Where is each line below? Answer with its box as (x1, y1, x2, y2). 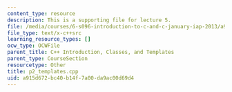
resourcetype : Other (7, 62, 67, 68)
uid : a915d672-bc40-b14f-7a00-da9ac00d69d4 (7, 74, 135, 82)
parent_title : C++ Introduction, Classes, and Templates (7, 49, 175, 56)
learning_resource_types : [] (7, 36, 91, 43)
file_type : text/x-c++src (7, 29, 81, 37)
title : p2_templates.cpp (7, 68, 79, 75)
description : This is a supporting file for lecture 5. (7, 17, 171, 24)
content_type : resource (7, 10, 76, 17)
